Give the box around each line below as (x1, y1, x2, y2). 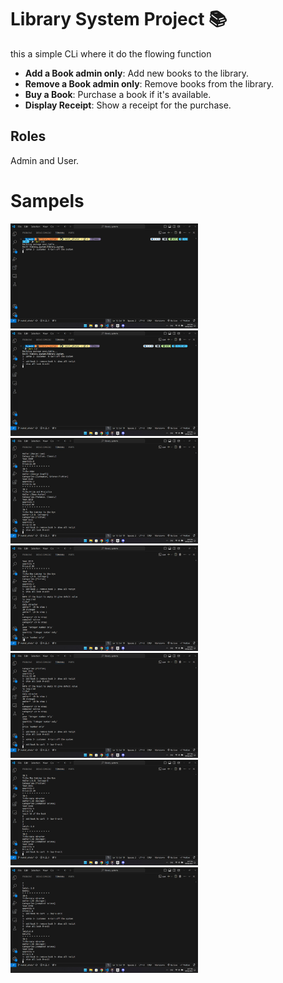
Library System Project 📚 (10, 8, 228, 31)
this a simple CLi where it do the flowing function (10, 47, 212, 60)
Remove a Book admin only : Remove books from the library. (24, 77, 275, 90)
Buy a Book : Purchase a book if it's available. (24, 88, 212, 100)
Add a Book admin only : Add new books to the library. (24, 67, 250, 79)
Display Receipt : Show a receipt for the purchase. (24, 99, 232, 111)
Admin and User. (10, 154, 80, 166)
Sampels (10, 189, 85, 212)
